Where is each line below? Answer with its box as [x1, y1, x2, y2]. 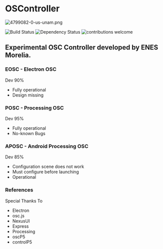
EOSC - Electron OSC [5, 66, 57, 73]
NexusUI [12, 218, 30, 224]
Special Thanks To [5, 198, 43, 203]
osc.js [12, 212, 25, 218]
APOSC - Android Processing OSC [5, 143, 89, 149]
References [5, 187, 33, 194]
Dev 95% [5, 115, 24, 121]
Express [12, 223, 29, 229]
